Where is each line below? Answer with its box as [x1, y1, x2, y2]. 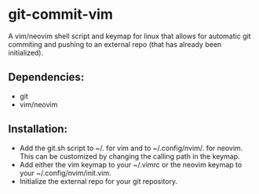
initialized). [8, 48, 44, 57]
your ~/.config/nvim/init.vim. [19, 168, 111, 178]
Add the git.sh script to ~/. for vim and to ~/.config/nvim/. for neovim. [19, 143, 243, 153]
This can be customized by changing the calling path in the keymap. [19, 151, 241, 161]
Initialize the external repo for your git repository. [19, 176, 178, 185]
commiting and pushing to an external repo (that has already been [8, 39, 222, 48]
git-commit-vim [8, 5, 114, 23]
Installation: [8, 123, 68, 136]
